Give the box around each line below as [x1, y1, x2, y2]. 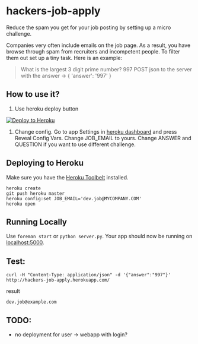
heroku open [6, 201, 36, 207]
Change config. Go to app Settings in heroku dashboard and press [14, 128, 177, 135]
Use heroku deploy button [14, 105, 79, 112]
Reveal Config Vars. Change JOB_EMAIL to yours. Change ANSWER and [14, 134, 191, 141]
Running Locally [6, 217, 67, 227]
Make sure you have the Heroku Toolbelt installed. [6, 173, 129, 181]
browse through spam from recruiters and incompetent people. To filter [6, 48, 181, 55]
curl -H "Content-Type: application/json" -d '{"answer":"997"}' [6, 272, 171, 278]
